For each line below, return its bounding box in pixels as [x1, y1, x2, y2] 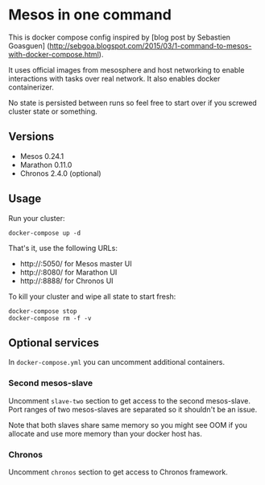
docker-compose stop [8, 307, 78, 316]
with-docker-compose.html [8, 49, 99, 59]
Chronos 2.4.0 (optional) [19, 168, 102, 178]
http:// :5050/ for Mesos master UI [19, 258, 133, 268]
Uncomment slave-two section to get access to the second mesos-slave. [8, 395, 251, 405]
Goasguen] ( [8, 40, 50, 50]
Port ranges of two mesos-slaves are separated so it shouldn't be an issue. [8, 404, 258, 414]
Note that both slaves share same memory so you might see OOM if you [8, 420, 248, 429]
